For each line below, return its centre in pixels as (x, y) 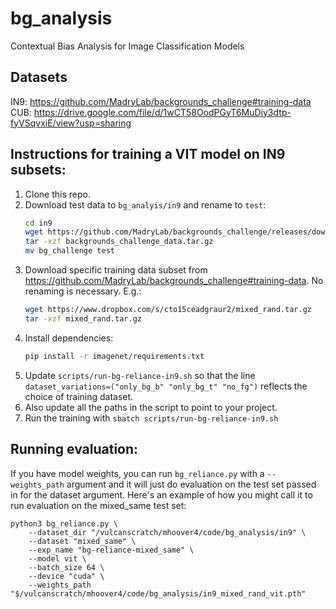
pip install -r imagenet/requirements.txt (114, 356)
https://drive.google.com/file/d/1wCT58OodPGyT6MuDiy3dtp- (162, 112)
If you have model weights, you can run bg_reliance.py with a (137, 473)
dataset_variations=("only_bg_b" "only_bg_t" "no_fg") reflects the (166, 386)
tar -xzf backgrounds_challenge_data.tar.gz (119, 242)
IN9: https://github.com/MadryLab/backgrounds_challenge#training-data (161, 101)
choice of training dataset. (79, 396)
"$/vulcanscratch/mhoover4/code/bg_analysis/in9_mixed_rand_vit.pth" (158, 593)
